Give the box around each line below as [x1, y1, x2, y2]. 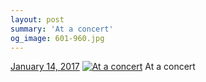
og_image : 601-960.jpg [10, 33, 105, 43]
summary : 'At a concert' [10, 24, 114, 34]
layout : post [10, 14, 65, 25]
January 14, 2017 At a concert [10, 61, 196, 73]
